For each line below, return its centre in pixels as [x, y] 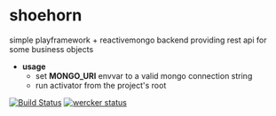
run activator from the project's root [101, 85]
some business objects [51, 49]
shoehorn [46, 15]
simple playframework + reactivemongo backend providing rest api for [138, 40]
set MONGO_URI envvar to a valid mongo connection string [144, 75]
